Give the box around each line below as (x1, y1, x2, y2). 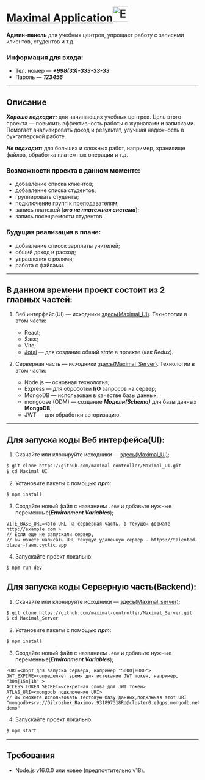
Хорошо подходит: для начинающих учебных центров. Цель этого (6, 113, 182, 121)
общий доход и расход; (15, 248, 76, 256)
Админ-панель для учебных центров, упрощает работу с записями (6, 31, 184, 39)
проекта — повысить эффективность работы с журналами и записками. (6, 120, 195, 127)
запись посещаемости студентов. (15, 213, 104, 220)
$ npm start (6, 728, 37, 734)
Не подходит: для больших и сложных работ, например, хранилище (6, 144, 186, 152)
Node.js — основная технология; (24, 379, 110, 386)
